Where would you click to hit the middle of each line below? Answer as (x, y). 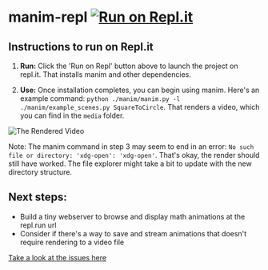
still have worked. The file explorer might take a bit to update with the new (130, 163)
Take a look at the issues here (57, 257)
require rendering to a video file (72, 242)
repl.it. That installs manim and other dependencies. (106, 75)
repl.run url (38, 225)
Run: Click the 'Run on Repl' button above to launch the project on (129, 66)
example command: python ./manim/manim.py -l (100, 99)
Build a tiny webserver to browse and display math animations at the (132, 216)
